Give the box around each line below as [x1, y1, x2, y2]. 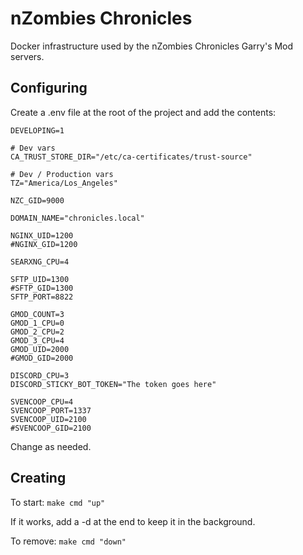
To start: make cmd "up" [10, 496, 106, 508]
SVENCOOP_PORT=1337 [10, 405, 92, 416]
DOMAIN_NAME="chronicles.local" [10, 213, 145, 223]
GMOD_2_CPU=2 [10, 327, 65, 337]
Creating [10, 470, 67, 487]
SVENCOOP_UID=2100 [10, 414, 87, 424]
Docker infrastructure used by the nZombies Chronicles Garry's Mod [10, 40, 294, 52]
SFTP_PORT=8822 [10, 292, 74, 302]
